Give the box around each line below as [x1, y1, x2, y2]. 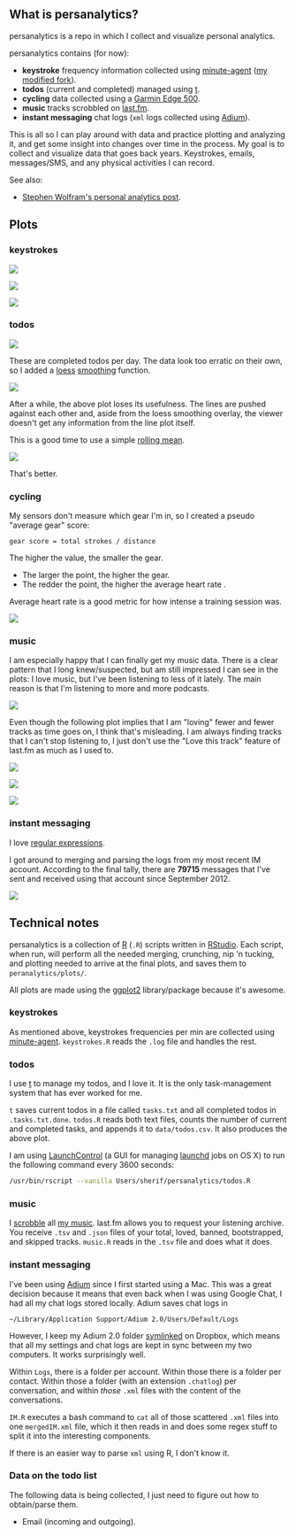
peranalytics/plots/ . [9, 967, 87, 977]
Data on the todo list [9, 1470, 97, 1482]
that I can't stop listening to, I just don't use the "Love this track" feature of [9, 736, 281, 746]
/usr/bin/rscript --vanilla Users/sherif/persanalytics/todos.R [9, 1177, 251, 1185]
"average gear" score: [9, 520, 90, 530]
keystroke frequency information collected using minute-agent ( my [21, 65, 268, 75]
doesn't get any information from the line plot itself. [9, 417, 196, 428]
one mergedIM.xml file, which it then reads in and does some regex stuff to [9, 1421, 278, 1432]
